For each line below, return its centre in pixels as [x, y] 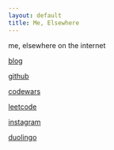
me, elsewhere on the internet [57, 45]
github [19, 76]
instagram [25, 122]
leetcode [23, 107]
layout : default [35, 15]
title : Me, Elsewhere [44, 23]
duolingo [23, 137]
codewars [25, 91]
